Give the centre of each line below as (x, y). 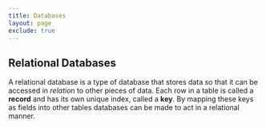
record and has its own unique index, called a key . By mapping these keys (131, 99)
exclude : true (32, 30)
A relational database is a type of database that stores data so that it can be (133, 82)
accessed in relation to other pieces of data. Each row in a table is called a (131, 91)
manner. (22, 116)
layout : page (30, 23)
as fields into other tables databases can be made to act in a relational (124, 108)
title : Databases (37, 16)
